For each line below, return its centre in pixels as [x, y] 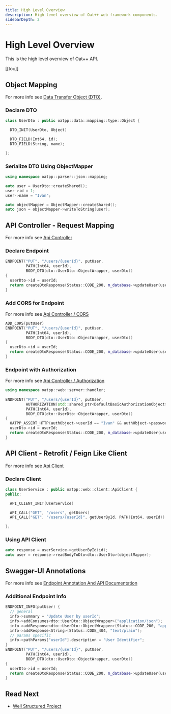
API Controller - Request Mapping [60, 225]
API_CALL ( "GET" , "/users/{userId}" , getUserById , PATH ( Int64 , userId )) [88, 517]
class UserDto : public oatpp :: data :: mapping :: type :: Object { [73, 121]
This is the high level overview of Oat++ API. [52, 59]
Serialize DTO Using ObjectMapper [49, 166]
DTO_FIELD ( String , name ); [37, 144]
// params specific [31, 635]
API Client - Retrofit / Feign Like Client [66, 454]
